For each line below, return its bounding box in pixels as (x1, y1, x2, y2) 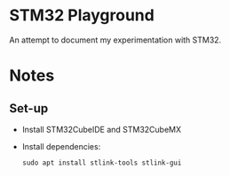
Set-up (9, 101, 49, 116)
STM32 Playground (9, 5, 155, 26)
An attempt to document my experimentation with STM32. (9, 34, 222, 45)
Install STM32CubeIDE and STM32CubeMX (21, 124, 182, 134)
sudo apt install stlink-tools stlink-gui (21, 158, 182, 167)
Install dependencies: (21, 141, 101, 151)
